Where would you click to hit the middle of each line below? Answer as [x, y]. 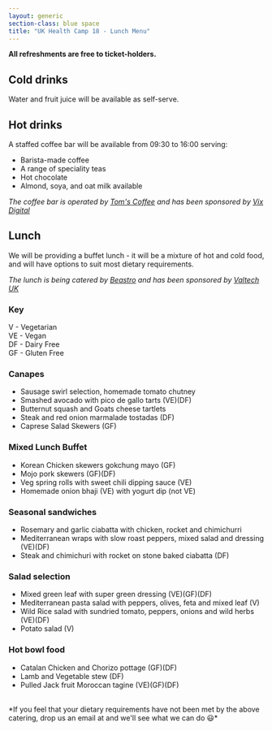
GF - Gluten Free [37, 353]
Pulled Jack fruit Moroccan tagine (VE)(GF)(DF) [99, 685]
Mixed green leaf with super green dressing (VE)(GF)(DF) [116, 595]
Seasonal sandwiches [53, 512]
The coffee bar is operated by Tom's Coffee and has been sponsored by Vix [136, 201]
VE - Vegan [28, 336]
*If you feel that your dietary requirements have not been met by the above [134, 709]
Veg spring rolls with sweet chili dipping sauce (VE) [106, 482]
